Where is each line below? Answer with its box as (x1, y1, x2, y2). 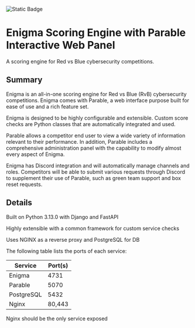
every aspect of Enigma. (6, 150, 65, 158)
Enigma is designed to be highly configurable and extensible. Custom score (6, 114, 189, 121)
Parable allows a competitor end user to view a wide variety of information (6, 132, 186, 139)
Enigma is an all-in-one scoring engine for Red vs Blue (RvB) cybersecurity (6, 90, 187, 97)
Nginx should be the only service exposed (6, 315, 108, 322)
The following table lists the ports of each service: (6, 247, 127, 255)
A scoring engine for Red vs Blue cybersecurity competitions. (6, 58, 155, 65)
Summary (6, 75, 43, 85)
